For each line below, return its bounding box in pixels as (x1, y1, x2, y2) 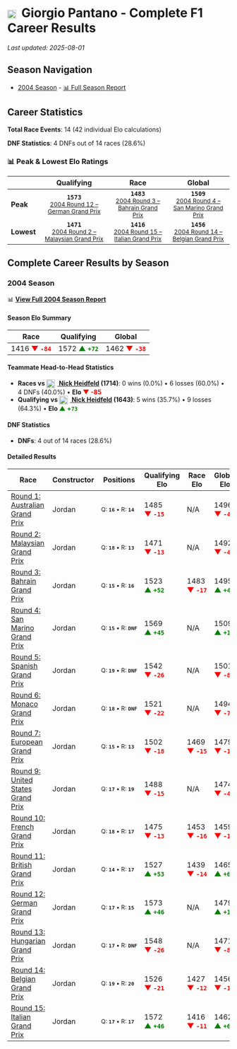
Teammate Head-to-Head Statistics (7, 363, 114, 372)
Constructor (52, 475, 95, 485)
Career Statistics (7, 106, 83, 118)
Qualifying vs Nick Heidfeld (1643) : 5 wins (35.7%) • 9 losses (17, 395, 212, 404)
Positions (103, 475, 135, 485)
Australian (11, 500, 44, 510)
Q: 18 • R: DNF (101, 704, 138, 712)
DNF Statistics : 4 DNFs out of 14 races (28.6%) (7, 139, 146, 147)
